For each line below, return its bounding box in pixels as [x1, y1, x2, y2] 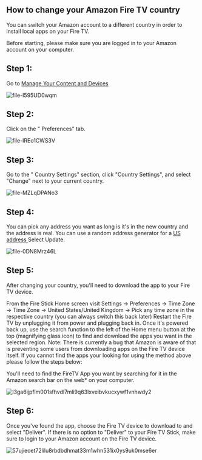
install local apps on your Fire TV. [6, 27, 89, 35]
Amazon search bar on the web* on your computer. [6, 376, 135, 383]
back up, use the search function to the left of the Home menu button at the [6, 325, 195, 333]
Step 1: [6, 63, 33, 74]
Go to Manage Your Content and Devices [6, 79, 109, 87]
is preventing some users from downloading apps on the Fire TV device [6, 345, 185, 352]
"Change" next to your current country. [6, 177, 104, 185]
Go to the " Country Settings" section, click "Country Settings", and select [6, 171, 191, 179]
